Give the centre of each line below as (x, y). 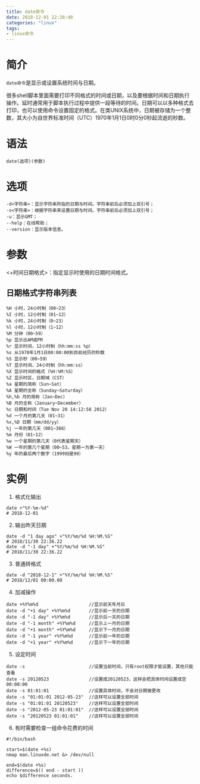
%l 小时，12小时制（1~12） (36, 327)
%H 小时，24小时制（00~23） (37, 308)
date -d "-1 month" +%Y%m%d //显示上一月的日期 (68, 623)
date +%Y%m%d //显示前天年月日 (66, 604)
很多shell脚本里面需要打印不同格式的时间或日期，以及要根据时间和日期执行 (98, 95)
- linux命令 (20, 34)
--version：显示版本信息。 (36, 229)
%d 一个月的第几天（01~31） (37, 416)
